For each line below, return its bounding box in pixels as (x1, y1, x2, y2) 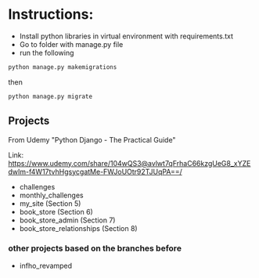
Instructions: (8, 5, 94, 23)
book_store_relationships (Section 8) (19, 223, 138, 233)
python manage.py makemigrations (8, 63, 117, 71)
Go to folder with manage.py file (19, 39, 124, 49)
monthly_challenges (19, 190, 84, 200)
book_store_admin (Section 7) (19, 215, 116, 225)
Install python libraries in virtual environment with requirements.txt (19, 31, 233, 41)
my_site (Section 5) (19, 198, 81, 208)
